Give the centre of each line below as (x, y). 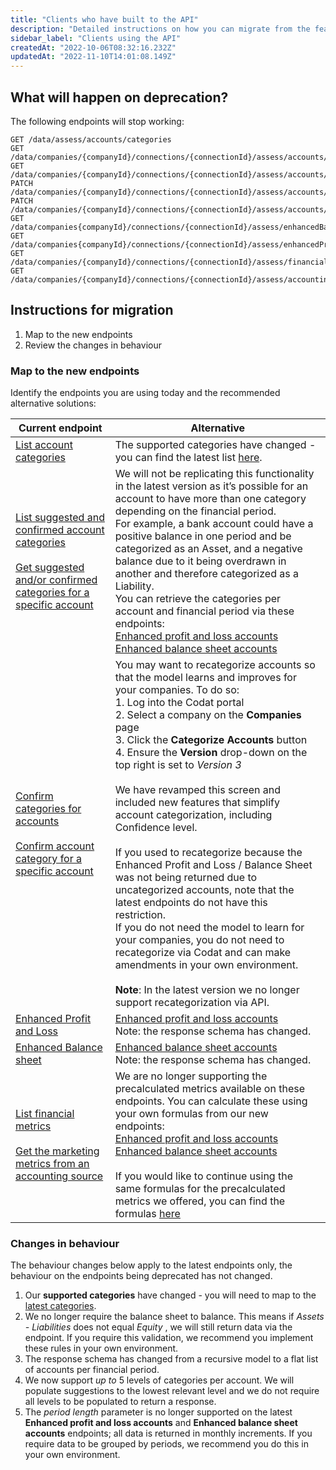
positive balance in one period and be (203, 536)
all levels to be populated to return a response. (120, 1402)
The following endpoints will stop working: (97, 121)
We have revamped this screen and (197, 790)
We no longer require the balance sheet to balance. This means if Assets (174, 1317)
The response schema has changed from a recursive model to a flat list (171, 1359)
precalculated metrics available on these (209, 1089)
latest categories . (60, 1306)
